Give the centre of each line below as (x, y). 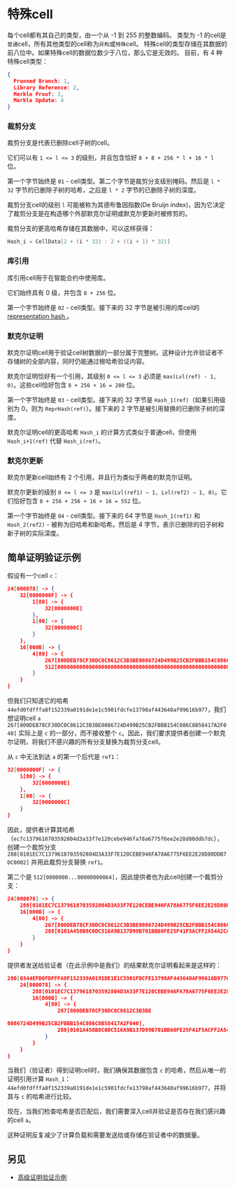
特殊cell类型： (28, 61)
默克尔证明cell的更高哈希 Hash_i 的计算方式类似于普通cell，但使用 (102, 432)
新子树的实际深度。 (35, 533)
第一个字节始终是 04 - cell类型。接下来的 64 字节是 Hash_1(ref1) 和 (104, 516)
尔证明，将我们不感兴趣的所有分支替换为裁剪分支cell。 (86, 742)
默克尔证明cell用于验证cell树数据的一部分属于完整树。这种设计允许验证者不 (115, 352)
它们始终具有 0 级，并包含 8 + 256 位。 (64, 292)
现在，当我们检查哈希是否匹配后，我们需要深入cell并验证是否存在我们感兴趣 (116, 1111)
